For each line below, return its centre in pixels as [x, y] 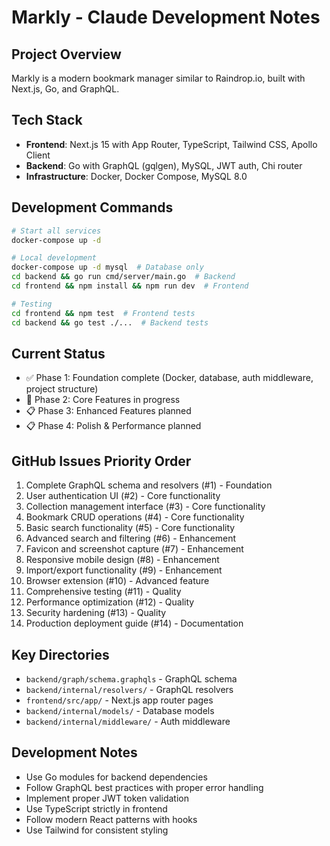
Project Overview [66, 54]
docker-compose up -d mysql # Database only [107, 267]
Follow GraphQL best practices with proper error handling [144, 787]
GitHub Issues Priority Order [101, 461]
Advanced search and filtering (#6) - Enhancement [131, 538]
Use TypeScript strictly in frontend [96, 808]
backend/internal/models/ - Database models [120, 710]
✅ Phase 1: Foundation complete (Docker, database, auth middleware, [169, 378]
